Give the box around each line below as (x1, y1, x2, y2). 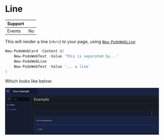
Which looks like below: (5, 78, 53, 84)
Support (7, 21, 24, 27)
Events (7, 28, 21, 34)
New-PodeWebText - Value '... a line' (14, 64, 91, 69)
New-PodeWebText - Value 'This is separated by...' (14, 54, 119, 59)
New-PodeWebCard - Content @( (5, 49, 64, 54)
